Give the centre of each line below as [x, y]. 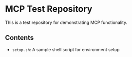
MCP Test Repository [49, 9]
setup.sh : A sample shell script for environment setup [66, 49]
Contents [19, 38]
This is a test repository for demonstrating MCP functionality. [66, 22]
